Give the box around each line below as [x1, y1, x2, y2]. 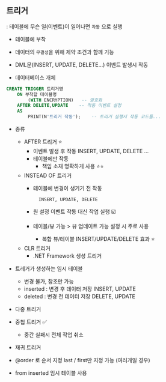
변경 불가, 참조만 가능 [23, 278, 74, 285]
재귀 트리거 [14, 344, 41, 351]
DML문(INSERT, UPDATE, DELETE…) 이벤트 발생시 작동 [14, 61, 149, 68]
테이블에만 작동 [32, 155, 69, 162]
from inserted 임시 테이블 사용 [14, 369, 87, 377]
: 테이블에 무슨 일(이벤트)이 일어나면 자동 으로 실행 [6, 23, 123, 30]
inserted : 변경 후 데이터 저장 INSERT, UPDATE [23, 285, 137, 293]
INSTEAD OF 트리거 [23, 172, 72, 179]
